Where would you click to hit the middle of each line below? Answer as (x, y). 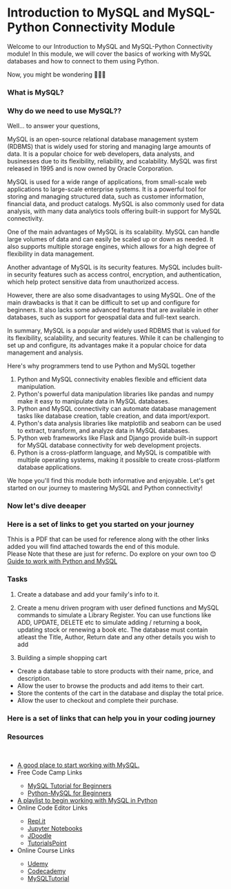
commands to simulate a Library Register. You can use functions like (114, 615)
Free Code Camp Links (50, 772)
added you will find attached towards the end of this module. (93, 547)
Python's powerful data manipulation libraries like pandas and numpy (115, 394)
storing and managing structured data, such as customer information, (106, 197)
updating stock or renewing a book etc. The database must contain (112, 630)
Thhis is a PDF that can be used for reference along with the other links (108, 539)
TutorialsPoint (47, 843)
